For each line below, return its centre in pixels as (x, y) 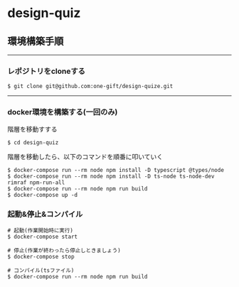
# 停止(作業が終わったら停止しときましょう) (64, 250)
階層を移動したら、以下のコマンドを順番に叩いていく (85, 156)
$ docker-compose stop (41, 256)
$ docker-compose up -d (43, 195)
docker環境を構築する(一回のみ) (63, 112)
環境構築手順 (36, 41)
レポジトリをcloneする (46, 71)
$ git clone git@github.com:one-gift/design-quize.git (90, 87)
